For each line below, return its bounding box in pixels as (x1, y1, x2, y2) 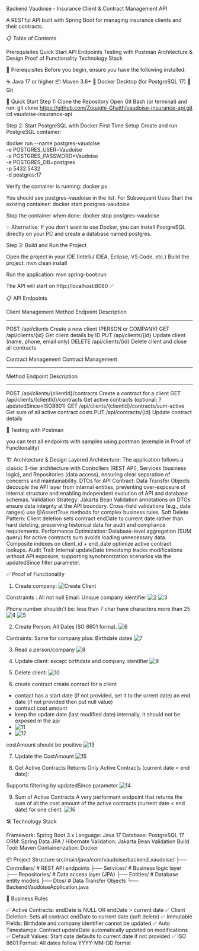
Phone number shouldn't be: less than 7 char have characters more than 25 (6, 606, 191, 612)
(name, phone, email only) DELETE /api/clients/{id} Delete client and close (6, 338, 187, 345)
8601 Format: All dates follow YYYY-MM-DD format (6, 939, 131, 946)
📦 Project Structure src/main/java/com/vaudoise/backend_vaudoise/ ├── (6, 856, 188, 863)
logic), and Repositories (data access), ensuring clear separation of (6, 471, 171, 478)
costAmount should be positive (6, 741, 82, 748)
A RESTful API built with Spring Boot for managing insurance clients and (6, 17, 182, 23)
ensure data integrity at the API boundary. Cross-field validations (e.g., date (6, 502, 191, 509)
